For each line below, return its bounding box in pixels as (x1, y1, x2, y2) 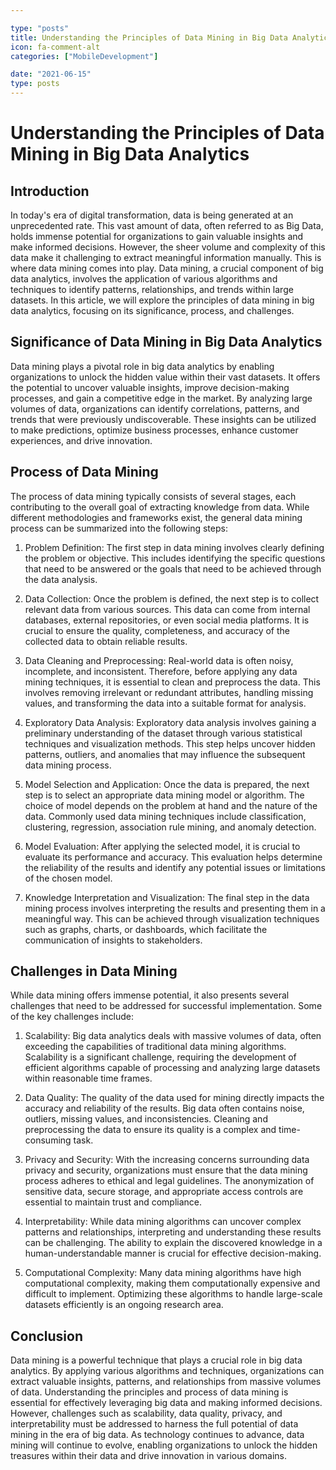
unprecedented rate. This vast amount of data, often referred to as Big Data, (10, 220, 324, 231)
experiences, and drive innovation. (10, 434, 153, 446)
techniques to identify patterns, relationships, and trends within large (10, 284, 294, 295)
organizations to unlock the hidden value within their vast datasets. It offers (10, 371, 321, 383)
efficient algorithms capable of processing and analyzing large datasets (24, 1062, 321, 1074)
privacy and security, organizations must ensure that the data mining (24, 1164, 308, 1176)
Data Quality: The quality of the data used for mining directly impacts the (24, 1092, 325, 1104)
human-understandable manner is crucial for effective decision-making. (24, 1247, 322, 1260)
